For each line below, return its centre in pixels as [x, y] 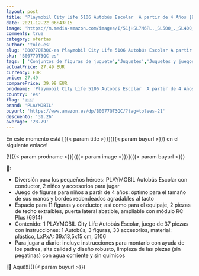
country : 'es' [24, 94]
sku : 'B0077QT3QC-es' [33, 56]
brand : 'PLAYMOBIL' [30, 105]
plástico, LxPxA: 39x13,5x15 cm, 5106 [60, 237]
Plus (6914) [29, 218]
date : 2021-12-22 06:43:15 [39, 23]
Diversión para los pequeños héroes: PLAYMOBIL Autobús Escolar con [101, 180]
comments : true [25, 34]
